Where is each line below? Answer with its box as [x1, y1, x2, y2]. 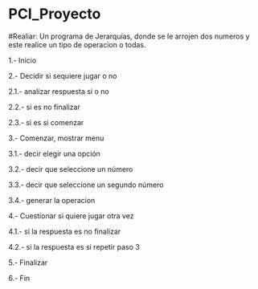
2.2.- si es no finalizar [8, 102, 80, 112]
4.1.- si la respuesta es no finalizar [8, 226, 121, 236]
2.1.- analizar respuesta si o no [8, 86, 110, 96]
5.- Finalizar [8, 258, 48, 267]
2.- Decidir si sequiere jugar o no [8, 71, 117, 80]
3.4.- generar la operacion [8, 195, 96, 205]
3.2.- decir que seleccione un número [8, 164, 133, 173]
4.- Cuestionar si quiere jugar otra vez [8, 210, 134, 221]
